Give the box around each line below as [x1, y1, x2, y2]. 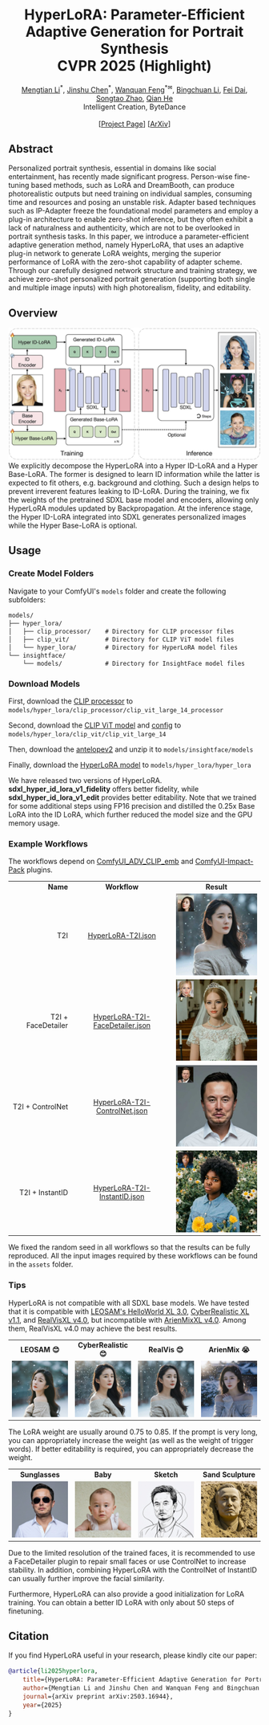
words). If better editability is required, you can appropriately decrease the [8, 1444, 255, 1454]
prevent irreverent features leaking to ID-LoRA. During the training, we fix [8, 487, 250, 496]
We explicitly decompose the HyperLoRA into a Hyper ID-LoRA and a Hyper [8, 461, 259, 471]
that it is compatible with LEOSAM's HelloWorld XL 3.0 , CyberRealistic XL [8, 1307, 250, 1316]
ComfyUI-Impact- [195, 857, 254, 867]
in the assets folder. [8, 1259, 74, 1270]
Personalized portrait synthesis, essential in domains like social [8, 163, 216, 173]
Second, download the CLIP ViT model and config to [8, 720, 182, 730]
